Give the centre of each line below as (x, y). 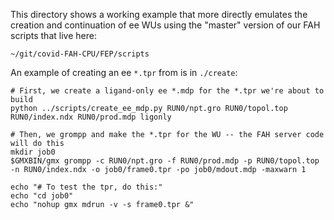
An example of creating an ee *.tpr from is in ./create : (124, 72)
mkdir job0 (33, 152)
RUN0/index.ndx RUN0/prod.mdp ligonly (91, 117)
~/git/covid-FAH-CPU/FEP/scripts (80, 54)
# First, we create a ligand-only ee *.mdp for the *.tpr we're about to (167, 91)
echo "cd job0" (42, 196)
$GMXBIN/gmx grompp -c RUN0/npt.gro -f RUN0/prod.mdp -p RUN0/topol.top (165, 161)
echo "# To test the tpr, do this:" (86, 187)
